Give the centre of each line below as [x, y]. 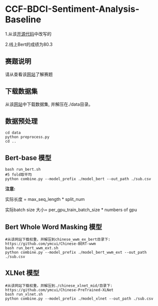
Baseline [23, 19]
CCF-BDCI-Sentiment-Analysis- [72, 9]
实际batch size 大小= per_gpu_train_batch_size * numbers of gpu [71, 210]
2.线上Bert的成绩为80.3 [29, 44]
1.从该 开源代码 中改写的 [28, 34]
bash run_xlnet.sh [24, 294]
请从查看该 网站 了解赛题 [29, 74]
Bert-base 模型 [28, 158]
